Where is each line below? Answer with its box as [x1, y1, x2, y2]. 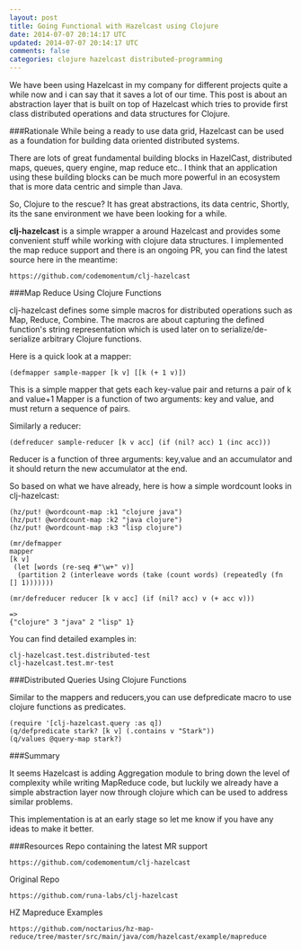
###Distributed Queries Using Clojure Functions [9, 675, 187, 685]
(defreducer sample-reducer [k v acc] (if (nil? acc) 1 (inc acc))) [9, 438, 271, 447]
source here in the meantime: [9, 254, 119, 265]
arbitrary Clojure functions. [41, 333, 142, 344]
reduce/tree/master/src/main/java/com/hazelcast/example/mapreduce [9, 932, 268, 941]
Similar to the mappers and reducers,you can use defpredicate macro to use [9, 692, 292, 702]
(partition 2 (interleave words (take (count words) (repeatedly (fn [17, 571, 283, 580]
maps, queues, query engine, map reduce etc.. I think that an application [9, 163, 278, 173]
